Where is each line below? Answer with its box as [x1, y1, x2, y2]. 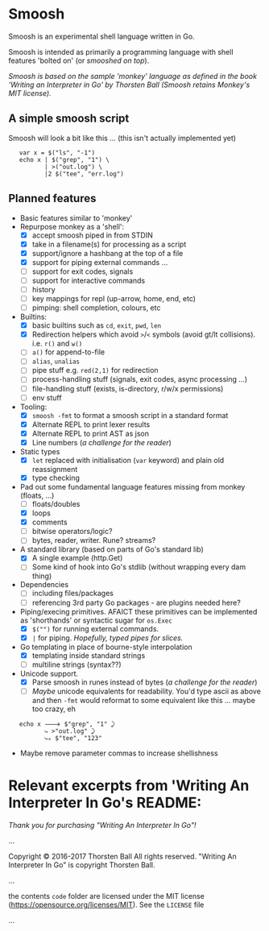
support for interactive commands [31, 275, 146, 285]
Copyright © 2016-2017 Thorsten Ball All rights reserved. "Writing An [8, 851, 237, 861]
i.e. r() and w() [31, 339, 83, 349]
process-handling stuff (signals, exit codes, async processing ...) [31, 374, 248, 384]
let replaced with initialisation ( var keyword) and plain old [31, 455, 225, 465]
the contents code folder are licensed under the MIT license [8, 891, 205, 900]
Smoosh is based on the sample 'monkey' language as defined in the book [8, 71, 258, 81]
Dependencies [19, 580, 69, 590]
